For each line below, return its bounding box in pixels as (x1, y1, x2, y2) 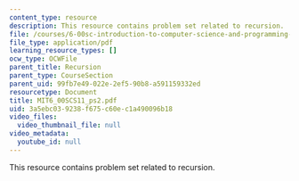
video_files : (9, 112, 58, 121)
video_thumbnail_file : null (17, 121, 122, 130)
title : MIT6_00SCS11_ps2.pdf (9, 95, 117, 105)
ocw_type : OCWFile (9, 54, 77, 63)
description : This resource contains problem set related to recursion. (9, 21, 285, 30)
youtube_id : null (17, 137, 82, 146)
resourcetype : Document (9, 87, 98, 96)
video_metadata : (9, 129, 69, 138)
